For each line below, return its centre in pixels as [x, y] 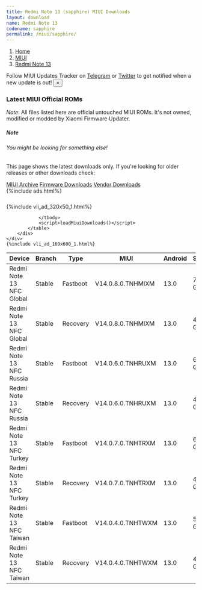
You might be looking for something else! [57, 147]
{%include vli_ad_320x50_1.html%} [49, 206]
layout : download [28, 17]
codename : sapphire [31, 29]
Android [175, 258]
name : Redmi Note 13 [32, 23]
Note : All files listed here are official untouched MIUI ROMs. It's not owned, [99, 113]
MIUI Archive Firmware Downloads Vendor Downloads [74, 185]
